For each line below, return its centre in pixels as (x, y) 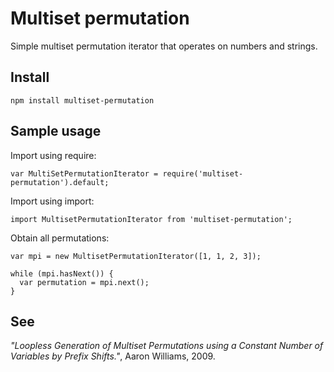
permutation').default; (60, 182)
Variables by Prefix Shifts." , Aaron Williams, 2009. (113, 356)
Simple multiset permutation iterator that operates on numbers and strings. (164, 46)
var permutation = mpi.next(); (84, 282)
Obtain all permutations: (60, 238)
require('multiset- (203, 173)
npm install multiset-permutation (82, 100)
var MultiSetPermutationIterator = (84, 173)
